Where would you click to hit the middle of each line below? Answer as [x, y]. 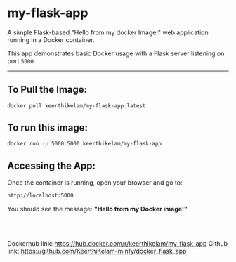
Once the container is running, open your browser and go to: [95, 183]
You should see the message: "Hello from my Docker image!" [98, 209]
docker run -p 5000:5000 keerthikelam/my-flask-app [84, 144]
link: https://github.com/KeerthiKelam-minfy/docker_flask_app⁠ [97, 251]
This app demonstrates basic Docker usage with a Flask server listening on [116, 53]
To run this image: [47, 128]
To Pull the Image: [47, 90]
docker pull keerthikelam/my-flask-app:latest [77, 106]
